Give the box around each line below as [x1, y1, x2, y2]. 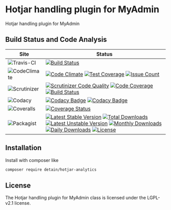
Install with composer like [5, 157, 59, 163]
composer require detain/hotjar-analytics [5, 167, 97, 172]
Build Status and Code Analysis [5, 35, 107, 44]
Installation [5, 144, 42, 152]
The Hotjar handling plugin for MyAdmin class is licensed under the [5, 195, 146, 201]
